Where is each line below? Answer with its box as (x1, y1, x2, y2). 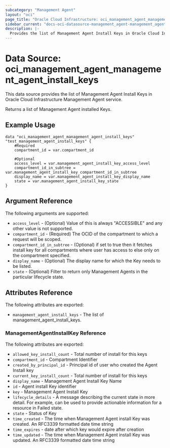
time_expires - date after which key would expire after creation (12, 426, 144, 432)
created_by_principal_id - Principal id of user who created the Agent (12, 361, 158, 368)
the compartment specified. (12, 252, 71, 258)
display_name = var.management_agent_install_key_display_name (14, 174, 151, 179)
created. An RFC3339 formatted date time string (12, 421, 114, 427)
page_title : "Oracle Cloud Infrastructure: (5, 17, 99, 22)
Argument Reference (5, 197, 73, 206)
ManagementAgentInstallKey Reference (5, 330, 106, 337)
